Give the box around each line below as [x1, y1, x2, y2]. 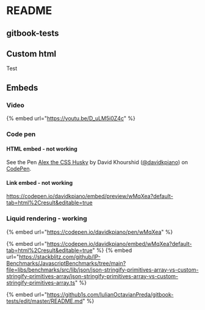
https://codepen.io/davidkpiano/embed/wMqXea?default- [46, 240, 192, 247]
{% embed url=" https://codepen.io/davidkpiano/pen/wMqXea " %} [6, 228, 173, 236]
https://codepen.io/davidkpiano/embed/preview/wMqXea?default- [6, 193, 174, 200]
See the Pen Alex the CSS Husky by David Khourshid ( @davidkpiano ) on [6, 159, 188, 166]
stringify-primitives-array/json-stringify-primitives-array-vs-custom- [6, 272, 179, 279]
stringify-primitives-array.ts [6, 279, 75, 286]
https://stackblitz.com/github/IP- [18, 253, 101, 260]
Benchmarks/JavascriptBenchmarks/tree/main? [6, 259, 126, 267]
